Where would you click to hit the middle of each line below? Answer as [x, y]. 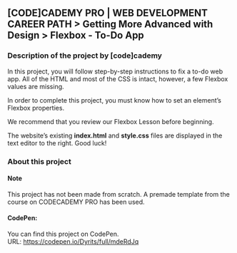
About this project [39, 161]
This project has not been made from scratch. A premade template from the [118, 194]
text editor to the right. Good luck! [57, 143]
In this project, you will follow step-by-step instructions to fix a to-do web [115, 71]
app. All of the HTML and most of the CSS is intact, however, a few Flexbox [118, 78]
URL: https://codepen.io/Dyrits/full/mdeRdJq [73, 242]
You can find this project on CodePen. [63, 234]
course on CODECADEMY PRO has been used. [76, 202]
